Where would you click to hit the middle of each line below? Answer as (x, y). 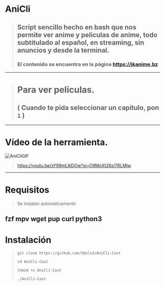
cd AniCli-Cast (33, 262)
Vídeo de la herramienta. (56, 142)
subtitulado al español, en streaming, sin (81, 43)
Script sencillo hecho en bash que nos (77, 27)
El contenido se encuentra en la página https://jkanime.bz (87, 64)
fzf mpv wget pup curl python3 (54, 219)
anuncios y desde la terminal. (63, 50)
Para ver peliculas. (56, 90)
